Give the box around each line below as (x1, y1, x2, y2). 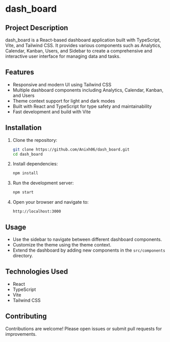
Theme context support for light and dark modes (12, 97, 115, 104)
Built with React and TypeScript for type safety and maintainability (12, 103, 152, 109)
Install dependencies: (12, 161, 58, 167)
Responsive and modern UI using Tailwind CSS (12, 81, 112, 87)
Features (5, 68, 34, 77)
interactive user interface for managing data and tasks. (5, 53, 121, 59)
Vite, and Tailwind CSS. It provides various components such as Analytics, (5, 42, 162, 48)
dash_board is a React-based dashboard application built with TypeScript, (5, 37, 161, 43)
